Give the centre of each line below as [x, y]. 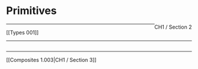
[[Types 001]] [22, 32]
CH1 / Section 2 [173, 27]
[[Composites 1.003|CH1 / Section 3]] [51, 60]
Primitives [32, 11]
